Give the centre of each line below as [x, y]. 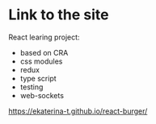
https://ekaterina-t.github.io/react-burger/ [78, 111]
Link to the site [59, 15]
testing [32, 87]
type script [38, 78]
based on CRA [44, 52]
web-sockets [42, 95]
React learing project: [44, 37]
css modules [41, 61]
